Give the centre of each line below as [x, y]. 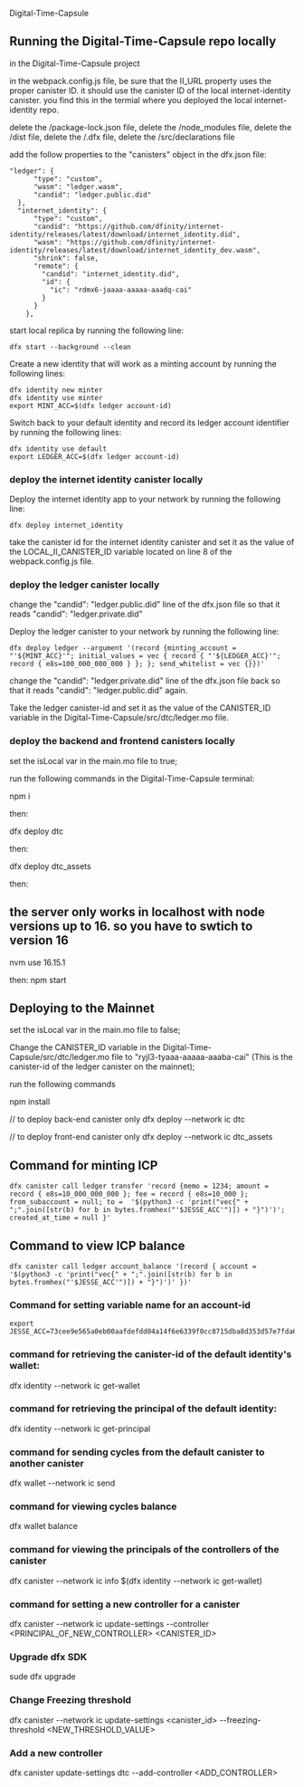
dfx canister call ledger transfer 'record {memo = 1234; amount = [139, 1186]
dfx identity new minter [56, 390]
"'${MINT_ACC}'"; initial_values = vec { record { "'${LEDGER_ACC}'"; [145, 656]
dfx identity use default [58, 449]
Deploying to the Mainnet [82, 1008]
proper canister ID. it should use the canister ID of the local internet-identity [150, 91]
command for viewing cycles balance [93, 1506]
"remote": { [56, 266]
